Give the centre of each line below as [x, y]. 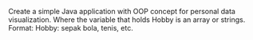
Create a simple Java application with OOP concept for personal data [122, 11]
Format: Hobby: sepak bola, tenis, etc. [71, 28]
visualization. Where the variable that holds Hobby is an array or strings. [127, 20]
